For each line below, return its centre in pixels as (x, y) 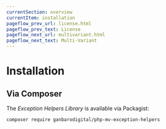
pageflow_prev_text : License (43, 29)
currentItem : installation (41, 18)
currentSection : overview (39, 12)
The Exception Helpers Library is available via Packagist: (78, 108)
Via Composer (34, 94)
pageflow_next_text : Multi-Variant (52, 41)
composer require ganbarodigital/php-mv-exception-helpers (83, 120)
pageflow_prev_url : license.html (49, 23)
